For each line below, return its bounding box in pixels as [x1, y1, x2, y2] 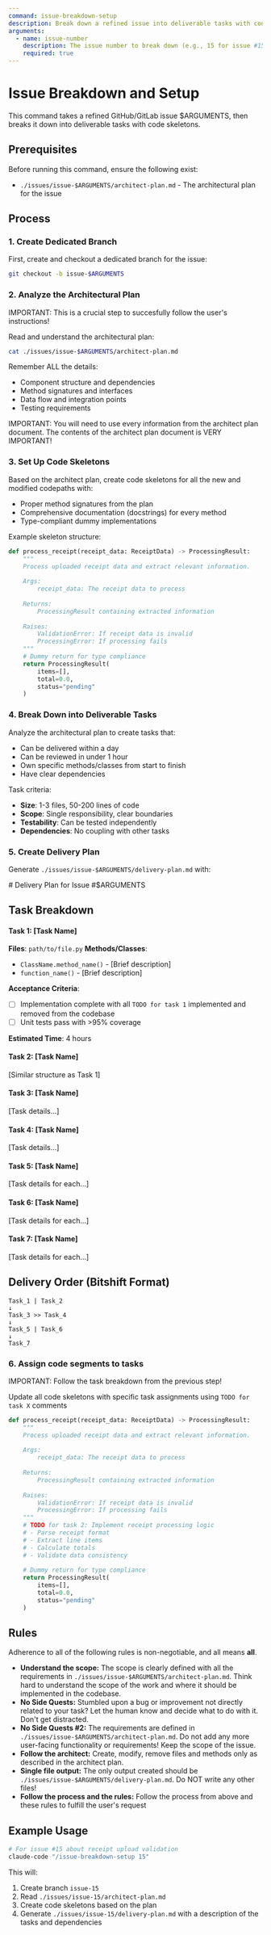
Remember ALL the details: [8, 362, 98, 371]
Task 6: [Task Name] [8, 1198, 79, 1207]
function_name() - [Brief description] [19, 968, 143, 978]
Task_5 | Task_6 [8, 1325, 63, 1333]
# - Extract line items [23, 1536, 103, 1544]
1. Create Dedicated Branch [8, 236, 118, 247]
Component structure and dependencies [19, 377, 156, 388]
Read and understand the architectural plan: [8, 332, 155, 342]
